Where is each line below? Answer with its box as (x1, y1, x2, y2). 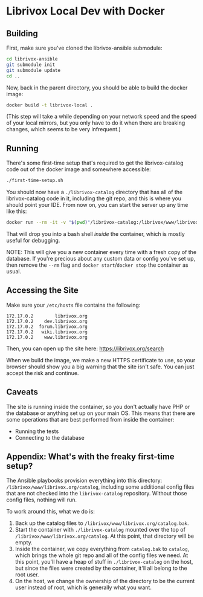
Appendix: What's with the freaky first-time (6, 451, 175, 462)
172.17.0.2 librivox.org (6, 313, 88, 319)
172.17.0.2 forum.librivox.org (6, 324, 88, 330)
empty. (14, 539, 33, 546)
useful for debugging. (6, 237, 60, 244)
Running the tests (14, 428, 59, 435)
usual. (6, 267, 22, 275)
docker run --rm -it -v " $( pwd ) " (6, 220, 91, 226)
